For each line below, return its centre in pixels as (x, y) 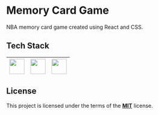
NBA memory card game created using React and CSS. (75, 27)
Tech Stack (28, 46)
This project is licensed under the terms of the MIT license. (80, 105)
